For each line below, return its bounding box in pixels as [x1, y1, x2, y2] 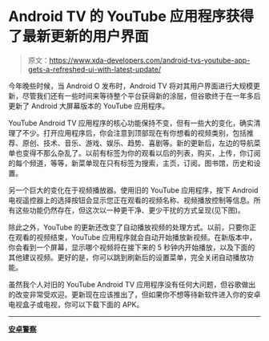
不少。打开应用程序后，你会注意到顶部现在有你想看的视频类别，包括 [22, 128, 247, 137]
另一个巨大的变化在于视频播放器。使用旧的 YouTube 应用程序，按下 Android [8, 185, 259, 195]
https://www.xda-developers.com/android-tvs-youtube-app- [49, 55, 251, 65]
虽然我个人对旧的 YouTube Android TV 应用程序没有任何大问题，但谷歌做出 [8, 279, 256, 289]
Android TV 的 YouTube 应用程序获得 [8, 7, 255, 26]
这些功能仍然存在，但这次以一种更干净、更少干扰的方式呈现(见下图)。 [14, 205, 246, 215]
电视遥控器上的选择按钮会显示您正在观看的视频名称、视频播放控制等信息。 [8, 195, 254, 205]
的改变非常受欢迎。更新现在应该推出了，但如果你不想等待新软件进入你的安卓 [8, 290, 261, 299]
